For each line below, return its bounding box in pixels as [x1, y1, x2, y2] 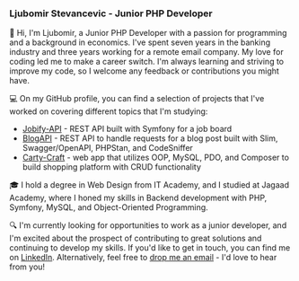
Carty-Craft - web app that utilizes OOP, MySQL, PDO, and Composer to [22, 152, 290, 163]
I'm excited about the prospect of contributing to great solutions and [9, 233, 262, 244]
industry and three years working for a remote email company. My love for [9, 47, 285, 57]
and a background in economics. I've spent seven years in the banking [9, 37, 271, 48]
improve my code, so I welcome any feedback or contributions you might [9, 66, 280, 76]
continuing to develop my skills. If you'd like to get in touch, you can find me [9, 242, 291, 253]
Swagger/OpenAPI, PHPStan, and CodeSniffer [22, 143, 193, 154]
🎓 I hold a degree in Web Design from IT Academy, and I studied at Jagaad [9, 180, 290, 190]
